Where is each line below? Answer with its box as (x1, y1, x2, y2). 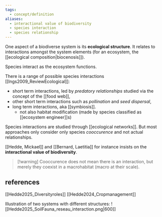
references (5, 178, 40, 186)
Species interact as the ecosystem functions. (5, 64, 97, 70)
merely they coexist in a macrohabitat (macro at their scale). (17, 164, 140, 170)
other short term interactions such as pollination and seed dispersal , (12, 99, 152, 104)
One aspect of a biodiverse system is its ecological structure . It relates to (5, 44, 156, 49)
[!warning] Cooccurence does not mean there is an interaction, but (17, 159, 153, 164)
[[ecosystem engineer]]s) (19, 114, 72, 120)
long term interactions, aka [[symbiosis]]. (12, 104, 96, 109)
